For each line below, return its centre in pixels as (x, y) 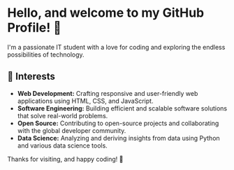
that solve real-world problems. (63, 115)
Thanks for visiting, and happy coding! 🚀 (65, 159)
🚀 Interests (31, 77)
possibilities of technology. (46, 55)
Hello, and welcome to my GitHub (106, 13)
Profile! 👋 (34, 28)
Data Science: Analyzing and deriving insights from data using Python (118, 138)
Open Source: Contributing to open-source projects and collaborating (118, 123)
